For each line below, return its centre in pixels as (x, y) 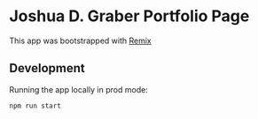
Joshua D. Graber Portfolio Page (129, 16)
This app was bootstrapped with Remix (81, 41)
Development (47, 68)
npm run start (35, 106)
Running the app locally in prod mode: (78, 89)
